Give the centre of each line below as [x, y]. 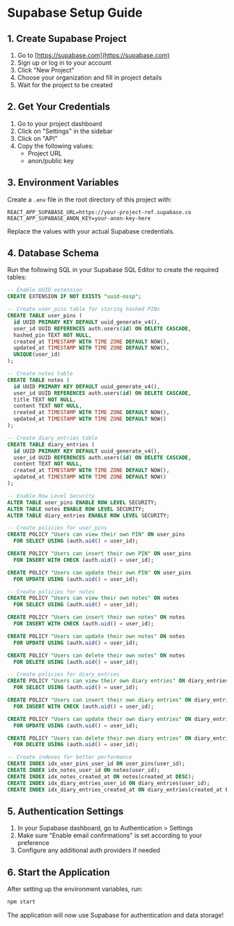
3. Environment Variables [63, 183]
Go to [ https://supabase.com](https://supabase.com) [93, 55]
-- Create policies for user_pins [57, 528]
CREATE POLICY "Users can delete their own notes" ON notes [96, 655]
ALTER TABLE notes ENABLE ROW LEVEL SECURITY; [76, 509]
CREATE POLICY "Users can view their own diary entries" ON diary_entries [118, 681]
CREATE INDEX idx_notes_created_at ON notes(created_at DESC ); [101, 776]
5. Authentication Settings [65, 811]
